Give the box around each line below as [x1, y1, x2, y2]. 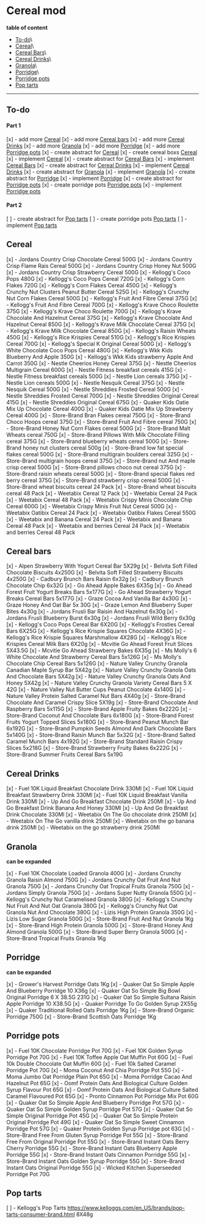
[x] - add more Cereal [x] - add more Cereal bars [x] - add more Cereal [6, 135, 185, 143]
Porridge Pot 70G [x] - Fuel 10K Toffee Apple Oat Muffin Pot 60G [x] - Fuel [6, 1053, 193, 1061]
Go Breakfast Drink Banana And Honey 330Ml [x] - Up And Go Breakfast [6, 804, 189, 812]
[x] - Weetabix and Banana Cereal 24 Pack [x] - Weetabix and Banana [6, 515, 182, 523]
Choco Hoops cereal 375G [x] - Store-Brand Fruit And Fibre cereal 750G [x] [6, 418, 196, 425]
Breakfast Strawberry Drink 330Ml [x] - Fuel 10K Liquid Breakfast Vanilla [6, 792, 188, 799]
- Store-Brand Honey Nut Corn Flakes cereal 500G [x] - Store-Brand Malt [6, 425, 191, 432]
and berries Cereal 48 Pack [6, 529, 76, 536]
